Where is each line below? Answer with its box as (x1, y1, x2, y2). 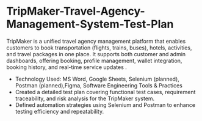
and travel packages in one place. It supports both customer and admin (6, 50, 186, 57)
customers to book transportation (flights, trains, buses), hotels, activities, (6, 44, 192, 51)
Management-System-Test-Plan (6, 17, 174, 31)
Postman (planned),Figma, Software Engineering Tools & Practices (15, 81, 183, 89)
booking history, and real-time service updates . (6, 63, 127, 71)
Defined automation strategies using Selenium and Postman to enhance (15, 101, 196, 108)
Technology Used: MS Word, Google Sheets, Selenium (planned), (15, 75, 180, 82)
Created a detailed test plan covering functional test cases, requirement (15, 88, 196, 95)
